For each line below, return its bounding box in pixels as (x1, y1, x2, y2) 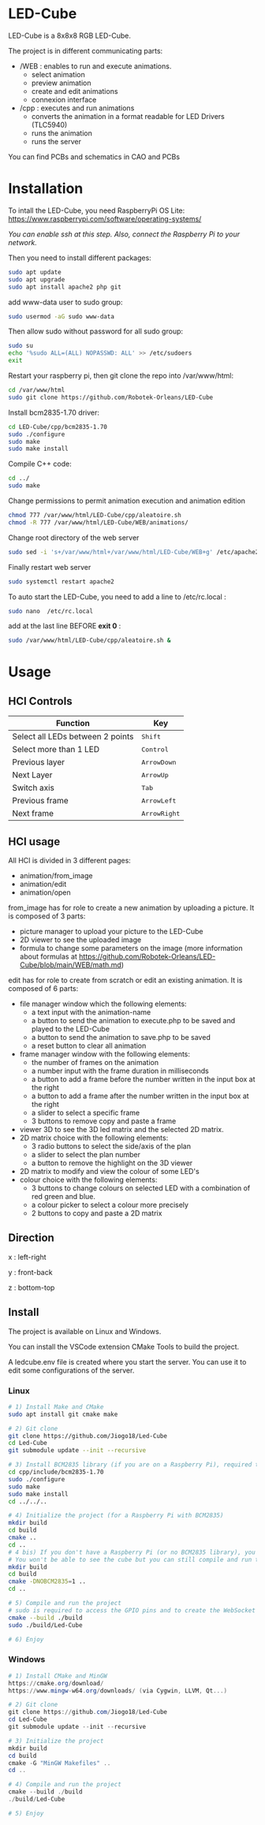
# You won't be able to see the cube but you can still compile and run (8, 1555, 252, 1563)
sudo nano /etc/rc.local (8, 607, 93, 615)
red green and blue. (31, 1192, 96, 1201)
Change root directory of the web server (8, 533, 140, 542)
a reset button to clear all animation (31, 1041, 147, 1051)
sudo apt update (8, 268, 62, 276)
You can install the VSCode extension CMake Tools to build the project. (8, 1342, 240, 1351)
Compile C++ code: (8, 459, 73, 469)
